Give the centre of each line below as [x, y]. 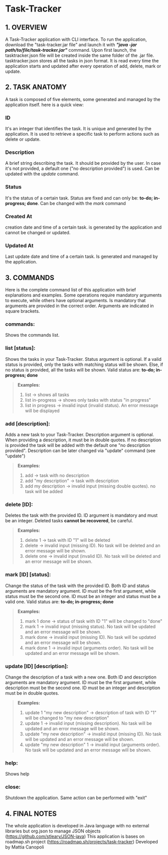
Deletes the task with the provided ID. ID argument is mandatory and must [81, 515]
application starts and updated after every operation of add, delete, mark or [83, 66]
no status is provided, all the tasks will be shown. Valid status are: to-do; [80, 369]
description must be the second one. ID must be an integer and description [83, 688]
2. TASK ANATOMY [36, 87]
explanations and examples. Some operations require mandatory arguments [83, 295]
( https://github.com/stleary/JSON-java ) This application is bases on [75, 836]
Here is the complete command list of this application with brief [71, 290]
